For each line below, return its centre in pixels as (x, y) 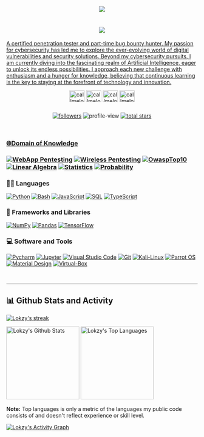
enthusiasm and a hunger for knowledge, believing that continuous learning (101, 75)
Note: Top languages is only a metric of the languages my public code (94, 409)
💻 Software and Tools (39, 241)
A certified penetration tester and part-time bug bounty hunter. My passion (100, 43)
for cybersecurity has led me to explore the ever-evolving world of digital (98, 50)
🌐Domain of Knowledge (42, 143)
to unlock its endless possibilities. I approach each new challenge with (94, 69)
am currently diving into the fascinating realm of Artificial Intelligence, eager (101, 62)
